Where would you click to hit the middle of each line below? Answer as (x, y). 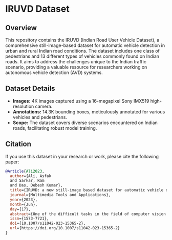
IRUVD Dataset (38, 9)
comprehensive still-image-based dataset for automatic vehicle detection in (85, 45)
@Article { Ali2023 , (25, 171)
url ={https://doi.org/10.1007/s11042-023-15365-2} (65, 228)
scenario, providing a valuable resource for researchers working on (76, 67)
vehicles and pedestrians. (40, 117)
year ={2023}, (24, 200)
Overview (21, 28)
